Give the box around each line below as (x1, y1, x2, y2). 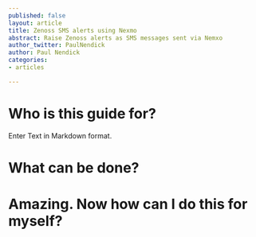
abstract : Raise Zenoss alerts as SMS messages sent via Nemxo (8, 33, 223, 42)
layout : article (8, 19, 62, 27)
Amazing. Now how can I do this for (8, 196, 248, 213)
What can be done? (8, 158, 140, 177)
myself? (8, 212, 63, 231)
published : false (8, 11, 66, 20)
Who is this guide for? (8, 104, 157, 122)
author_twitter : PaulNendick (8, 41, 105, 49)
